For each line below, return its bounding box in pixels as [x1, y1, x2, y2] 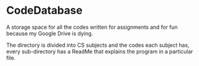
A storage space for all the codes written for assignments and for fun [6, 23, 178, 31]
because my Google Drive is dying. [6, 29, 93, 37]
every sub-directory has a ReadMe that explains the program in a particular [6, 47, 194, 55]
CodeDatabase [6, 4, 83, 17]
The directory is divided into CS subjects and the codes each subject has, [6, 41, 190, 49]
